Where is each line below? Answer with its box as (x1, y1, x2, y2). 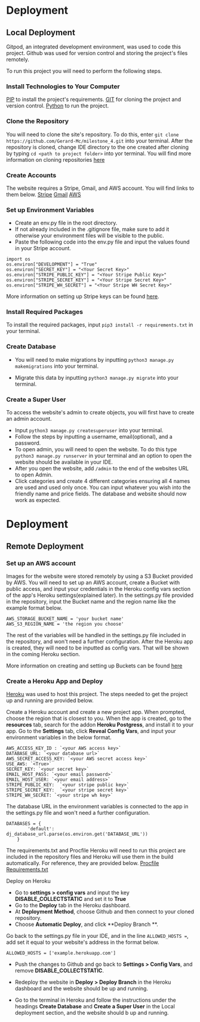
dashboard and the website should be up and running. (14, 985, 148, 992)
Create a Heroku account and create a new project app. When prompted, (6, 709, 186, 716)
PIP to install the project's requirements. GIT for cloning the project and (6, 96, 181, 103)
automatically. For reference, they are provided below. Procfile (6, 860, 159, 867)
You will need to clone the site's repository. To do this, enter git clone (6, 131, 179, 138)
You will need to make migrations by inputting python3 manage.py (14, 356, 174, 363)
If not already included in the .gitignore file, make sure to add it (14, 226, 170, 233)
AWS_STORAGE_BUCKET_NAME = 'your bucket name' (6, 615, 124, 621)
